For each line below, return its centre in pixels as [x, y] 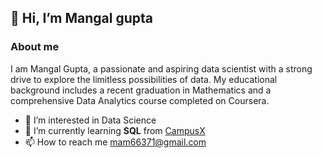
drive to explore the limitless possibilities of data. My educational [144, 79]
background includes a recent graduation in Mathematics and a [141, 90]
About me [35, 47]
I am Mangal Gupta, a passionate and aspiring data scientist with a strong [161, 68]
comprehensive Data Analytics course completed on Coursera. [140, 100]
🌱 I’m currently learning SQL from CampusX [115, 130]
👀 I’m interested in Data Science [90, 120]
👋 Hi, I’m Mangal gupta [81, 18]
